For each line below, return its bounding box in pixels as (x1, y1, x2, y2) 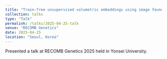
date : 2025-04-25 (5, 30, 41, 35)
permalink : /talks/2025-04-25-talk (5, 21, 79, 26)
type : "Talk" (5, 16, 32, 21)
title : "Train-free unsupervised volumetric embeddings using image (5, 7, 150, 12)
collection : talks (5, 12, 43, 17)
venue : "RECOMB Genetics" (5, 26, 59, 30)
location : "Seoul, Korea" (5, 35, 59, 40)
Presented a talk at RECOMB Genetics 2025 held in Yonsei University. (5, 48, 148, 54)
